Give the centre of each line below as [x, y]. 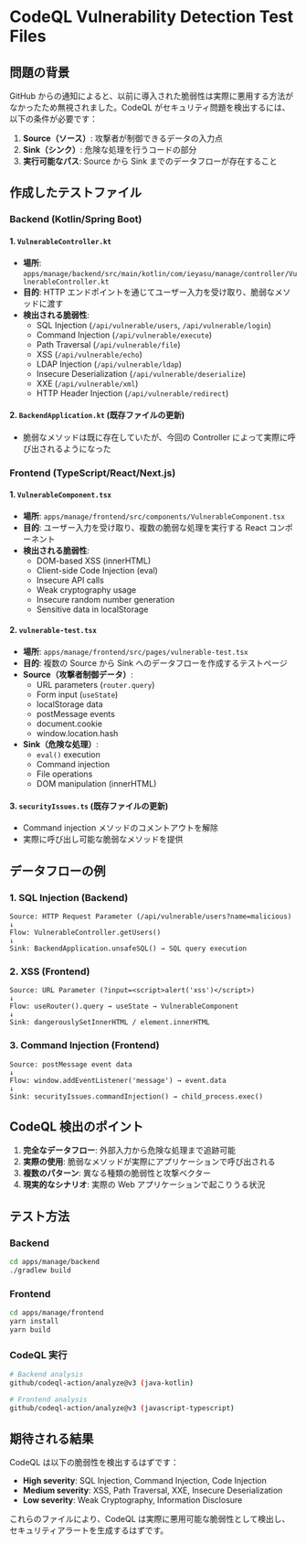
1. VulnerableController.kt [61, 241]
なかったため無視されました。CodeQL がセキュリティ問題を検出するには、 [150, 107]
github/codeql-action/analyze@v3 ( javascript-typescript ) [122, 1408]
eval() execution [68, 755]
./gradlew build [40, 1270]
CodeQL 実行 [38, 1355]
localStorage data [69, 704]
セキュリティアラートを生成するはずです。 [89, 1530]
